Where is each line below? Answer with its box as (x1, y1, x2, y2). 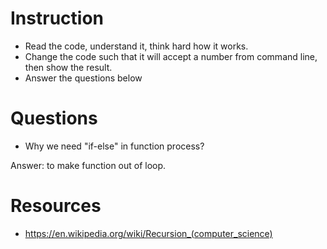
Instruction (10, 7, 104, 30)
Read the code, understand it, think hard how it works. (24, 40, 249, 52)
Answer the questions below (24, 72, 143, 84)
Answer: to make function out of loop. (10, 159, 167, 171)
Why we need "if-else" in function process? (24, 140, 205, 152)
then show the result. (24, 61, 113, 73)
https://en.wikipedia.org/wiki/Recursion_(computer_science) (24, 227, 273, 239)
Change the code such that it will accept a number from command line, (24, 50, 318, 62)
